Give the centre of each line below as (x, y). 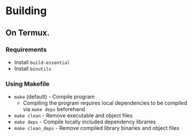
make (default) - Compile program (54, 97)
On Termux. (28, 33)
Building (26, 11)
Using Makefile (27, 84)
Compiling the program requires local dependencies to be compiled (105, 103)
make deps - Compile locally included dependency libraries (85, 122)
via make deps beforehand (54, 109)
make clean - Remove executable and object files (73, 116)
